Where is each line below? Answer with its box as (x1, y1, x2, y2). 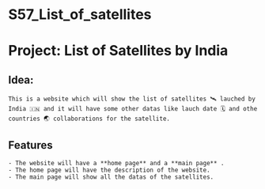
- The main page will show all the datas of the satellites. (8, 173, 214, 181)
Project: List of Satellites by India (8, 42, 229, 60)
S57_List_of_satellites (8, 6, 152, 24)
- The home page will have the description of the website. (8, 166, 211, 174)
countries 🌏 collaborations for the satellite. (8, 115, 170, 123)
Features (8, 138, 53, 152)
